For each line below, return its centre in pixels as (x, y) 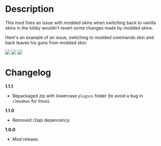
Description (30, 9)
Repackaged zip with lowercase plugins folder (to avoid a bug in (78, 96)
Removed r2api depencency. (41, 120)
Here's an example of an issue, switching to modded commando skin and (80, 37)
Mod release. (26, 139)
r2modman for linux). (31, 101)
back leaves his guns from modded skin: (46, 42)
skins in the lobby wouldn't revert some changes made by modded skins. (79, 28)
